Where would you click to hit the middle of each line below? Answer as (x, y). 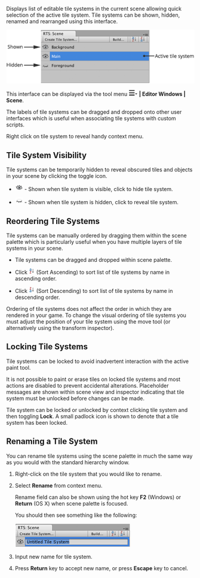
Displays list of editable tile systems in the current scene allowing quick (94, 9)
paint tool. (19, 367)
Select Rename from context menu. (59, 485)
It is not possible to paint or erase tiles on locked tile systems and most (93, 379)
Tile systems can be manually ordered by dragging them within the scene (96, 235)
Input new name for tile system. (53, 556)
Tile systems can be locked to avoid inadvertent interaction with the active (98, 361)
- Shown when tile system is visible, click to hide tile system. (99, 189)
